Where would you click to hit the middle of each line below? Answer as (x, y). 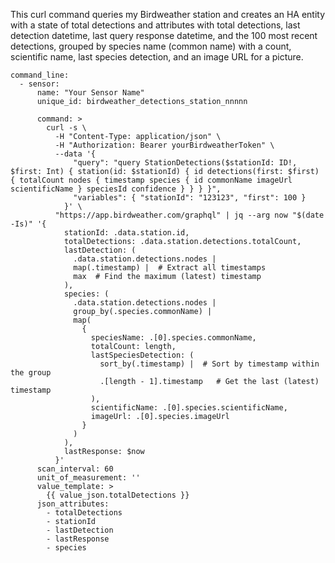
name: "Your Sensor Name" (90, 93)
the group (31, 373)
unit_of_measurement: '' (88, 478)
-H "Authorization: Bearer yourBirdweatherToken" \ (164, 145)
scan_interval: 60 (75, 469)
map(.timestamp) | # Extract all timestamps (170, 268)
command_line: (40, 75)
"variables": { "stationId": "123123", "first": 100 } (190, 198)
